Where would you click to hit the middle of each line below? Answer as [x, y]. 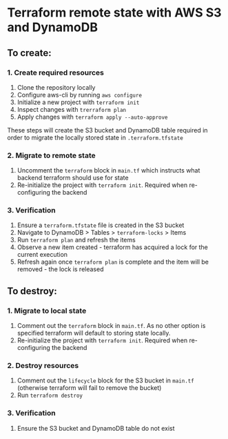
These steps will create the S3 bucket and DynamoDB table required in [107, 130]
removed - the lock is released [60, 269]
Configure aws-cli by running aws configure [80, 95]
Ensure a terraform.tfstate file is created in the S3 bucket [101, 225]
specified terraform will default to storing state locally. [94, 333]
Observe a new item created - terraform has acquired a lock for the [113, 247]
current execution [42, 255]
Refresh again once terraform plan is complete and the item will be [113, 262]
